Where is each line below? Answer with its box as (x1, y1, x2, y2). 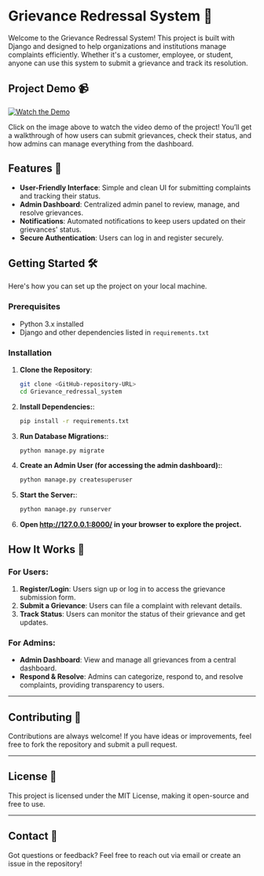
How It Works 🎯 (8, 543, 85, 556)
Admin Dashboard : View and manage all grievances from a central (19, 655, 236, 665)
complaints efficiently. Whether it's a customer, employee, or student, (8, 50, 233, 59)
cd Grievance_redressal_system (19, 388, 123, 395)
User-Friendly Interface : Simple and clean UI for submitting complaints (19, 183, 251, 192)
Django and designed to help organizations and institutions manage (8, 41, 226, 50)
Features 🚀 (8, 161, 62, 176)
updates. (19, 618, 49, 627)
